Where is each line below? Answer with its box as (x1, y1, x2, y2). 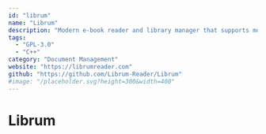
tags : (8, 33, 26, 42)
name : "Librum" (8, 19, 59, 27)
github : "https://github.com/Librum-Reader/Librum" (8, 70, 182, 78)
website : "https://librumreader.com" (8, 63, 133, 71)
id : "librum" (8, 11, 51, 20)
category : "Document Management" (8, 56, 119, 64)
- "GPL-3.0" (15, 41, 55, 49)
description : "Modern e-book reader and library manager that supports (8, 26, 249, 34)
